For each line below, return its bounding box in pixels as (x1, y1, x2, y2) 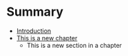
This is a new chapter (16, 33, 78, 42)
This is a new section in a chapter (26, 41, 122, 49)
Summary (6, 4, 63, 20)
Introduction (16, 27, 52, 35)
